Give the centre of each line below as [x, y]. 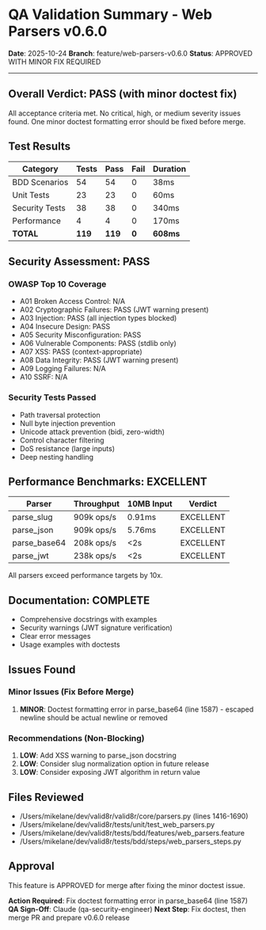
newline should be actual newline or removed [93, 717]
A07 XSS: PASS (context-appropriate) [81, 352]
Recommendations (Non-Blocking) [76, 738]
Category [40, 169]
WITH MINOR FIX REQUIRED [55, 62]
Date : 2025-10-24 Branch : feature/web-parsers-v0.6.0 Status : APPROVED [131, 53]
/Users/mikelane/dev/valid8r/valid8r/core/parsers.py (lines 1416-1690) [134, 816]
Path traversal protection [60, 415]
